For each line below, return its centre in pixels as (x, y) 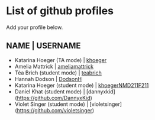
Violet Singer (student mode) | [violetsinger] (68, 104)
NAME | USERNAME (43, 46)
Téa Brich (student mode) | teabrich (58, 73)
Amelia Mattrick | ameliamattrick (54, 66)
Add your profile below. (35, 27)
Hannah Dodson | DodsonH (48, 79)
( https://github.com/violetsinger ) (54, 110)
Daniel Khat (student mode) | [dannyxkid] (65, 91)
